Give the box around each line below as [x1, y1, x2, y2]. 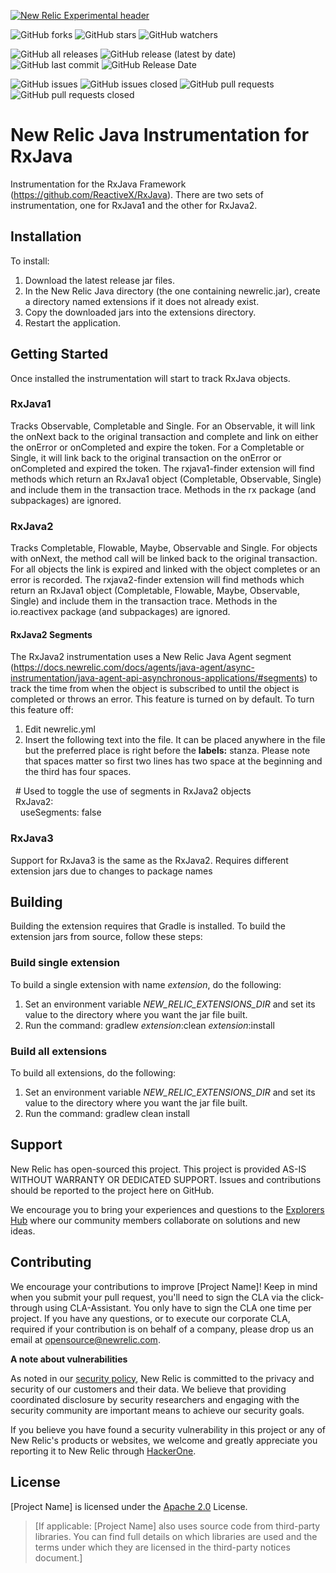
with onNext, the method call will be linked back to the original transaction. [10, 553, 318, 565]
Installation [10, 228, 82, 245]
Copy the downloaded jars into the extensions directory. [24, 306, 257, 318]
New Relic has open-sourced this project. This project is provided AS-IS [10, 1163, 307, 1175]
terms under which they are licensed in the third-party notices [34, 1541, 291, 1553]
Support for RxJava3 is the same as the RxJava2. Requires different [10, 854, 289, 866]
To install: [10, 255, 50, 267]
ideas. [10, 1225, 36, 1237]
